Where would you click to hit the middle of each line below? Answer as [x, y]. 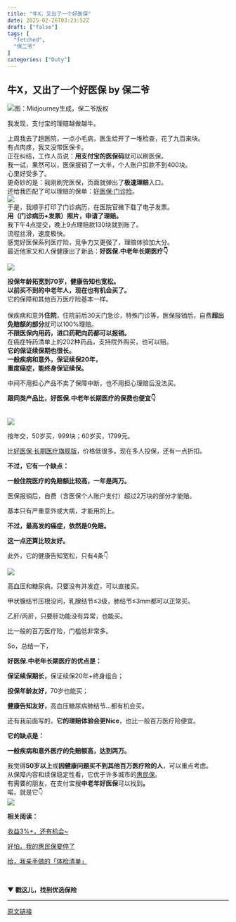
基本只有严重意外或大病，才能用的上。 [63, 511]
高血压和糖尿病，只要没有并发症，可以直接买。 [75, 586]
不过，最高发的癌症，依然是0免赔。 [59, 525]
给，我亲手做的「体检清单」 [47, 861]
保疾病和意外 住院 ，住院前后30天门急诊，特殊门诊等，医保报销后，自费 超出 [116, 315]
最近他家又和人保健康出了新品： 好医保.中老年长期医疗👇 [88, 251]
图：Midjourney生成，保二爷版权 [61, 108]
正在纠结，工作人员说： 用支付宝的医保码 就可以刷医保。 [87, 156]
